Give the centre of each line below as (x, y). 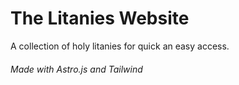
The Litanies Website (100, 18)
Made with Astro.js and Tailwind (76, 69)
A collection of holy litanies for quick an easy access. (120, 46)
